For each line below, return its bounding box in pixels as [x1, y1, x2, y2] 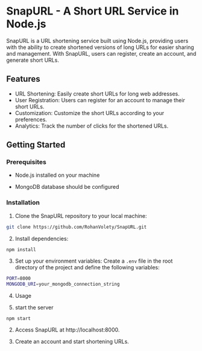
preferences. [14, 116, 47, 123]
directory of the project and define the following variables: [14, 264, 160, 271]
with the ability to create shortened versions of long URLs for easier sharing [6, 44, 194, 51]
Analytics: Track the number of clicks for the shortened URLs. [14, 122, 169, 130]
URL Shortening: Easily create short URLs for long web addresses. [14, 90, 180, 97]
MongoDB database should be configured [14, 183, 119, 191]
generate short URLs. [6, 56, 59, 64]
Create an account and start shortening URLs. [14, 338, 130, 346]
